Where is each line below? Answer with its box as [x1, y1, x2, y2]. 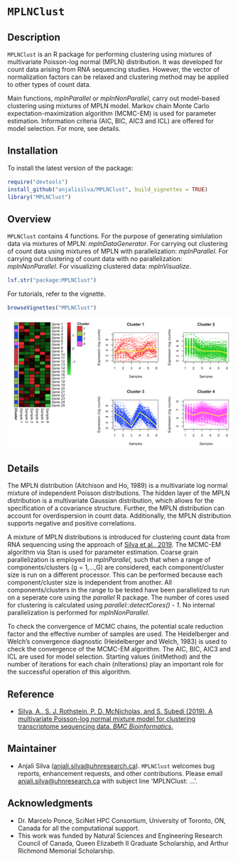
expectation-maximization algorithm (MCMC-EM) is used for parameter [7, 110, 217, 117]
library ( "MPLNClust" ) [7, 193, 72, 201]
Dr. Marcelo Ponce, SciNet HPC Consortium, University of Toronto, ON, [17, 816, 226, 824]
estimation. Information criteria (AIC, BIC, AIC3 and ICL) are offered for [7, 117, 215, 125]
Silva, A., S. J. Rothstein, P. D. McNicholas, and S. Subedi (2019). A [17, 707, 213, 715]
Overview [7, 213, 52, 225]
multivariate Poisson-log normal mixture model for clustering [17, 714, 196, 723]
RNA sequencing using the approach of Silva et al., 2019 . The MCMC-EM [7, 541, 222, 549]
